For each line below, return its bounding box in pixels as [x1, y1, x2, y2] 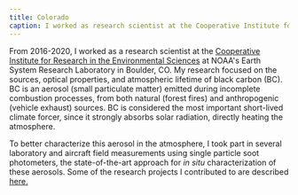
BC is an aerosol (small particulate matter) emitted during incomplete [9, 83, 261, 94]
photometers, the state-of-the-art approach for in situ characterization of [9, 157, 277, 168]
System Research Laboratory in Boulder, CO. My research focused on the [9, 64, 278, 75]
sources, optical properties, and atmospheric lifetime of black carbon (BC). [9, 74, 283, 84]
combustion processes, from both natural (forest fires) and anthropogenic [9, 92, 279, 103]
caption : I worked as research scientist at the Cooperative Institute [9, 21, 279, 30]
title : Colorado [9, 12, 69, 22]
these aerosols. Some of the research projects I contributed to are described [9, 166, 289, 177]
